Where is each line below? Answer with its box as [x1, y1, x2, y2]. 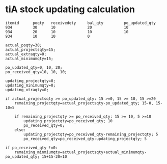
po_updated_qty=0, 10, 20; [5, 65, 63, 70]
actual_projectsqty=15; [5, 47, 56, 52]
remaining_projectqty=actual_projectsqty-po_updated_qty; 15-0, [14, 100, 154, 105]
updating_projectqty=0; [5, 78, 56, 84]
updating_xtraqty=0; [5, 87, 49, 92]
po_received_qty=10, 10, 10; [5, 69, 67, 74]
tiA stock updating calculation [5, 4, 135, 15]
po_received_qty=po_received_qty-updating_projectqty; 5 [23, 136, 147, 141]
